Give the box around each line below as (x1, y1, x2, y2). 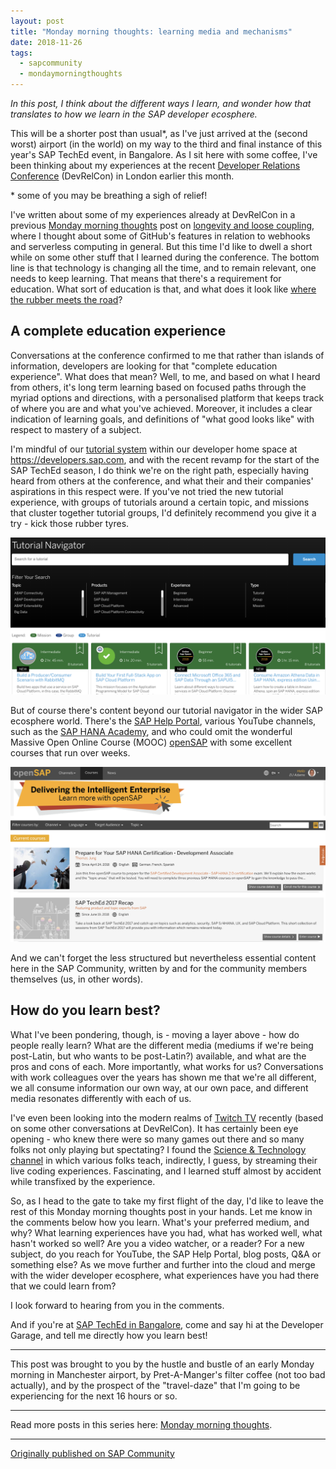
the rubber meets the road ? (10, 294, 123, 305)
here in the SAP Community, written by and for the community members (10, 962, 308, 974)
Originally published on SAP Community (10, 1447, 175, 1459)
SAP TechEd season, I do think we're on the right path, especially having (10, 464, 310, 476)
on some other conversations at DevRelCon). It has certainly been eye (10, 1122, 299, 1134)
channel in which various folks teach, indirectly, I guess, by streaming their (10, 1154, 318, 1166)
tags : (10, 48, 33, 58)
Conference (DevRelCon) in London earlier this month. (10, 170, 235, 182)
